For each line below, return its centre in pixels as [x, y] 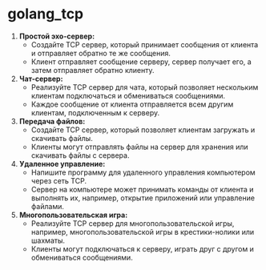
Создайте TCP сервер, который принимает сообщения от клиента [145, 44]
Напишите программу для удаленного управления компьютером [143, 172]
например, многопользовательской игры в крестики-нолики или [143, 232]
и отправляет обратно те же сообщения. [101, 53]
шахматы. [48, 240]
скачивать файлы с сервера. [80, 155]
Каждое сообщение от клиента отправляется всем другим [132, 104]
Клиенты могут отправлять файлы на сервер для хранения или [140, 147]
